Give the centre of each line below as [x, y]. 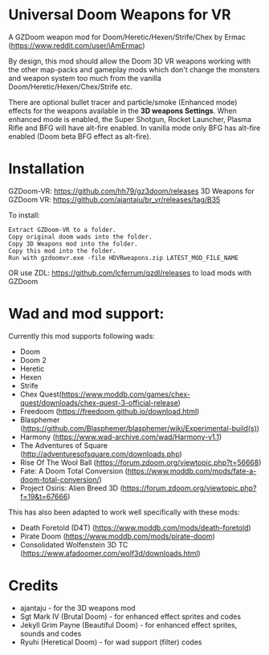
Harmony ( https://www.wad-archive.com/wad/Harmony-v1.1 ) [121, 437]
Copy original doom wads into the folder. [80, 237]
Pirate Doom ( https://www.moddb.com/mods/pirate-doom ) [117, 536]
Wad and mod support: [86, 314]
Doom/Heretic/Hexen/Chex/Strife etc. [70, 87]
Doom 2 [33, 360]
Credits [33, 586]
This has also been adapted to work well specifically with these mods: [124, 512]
